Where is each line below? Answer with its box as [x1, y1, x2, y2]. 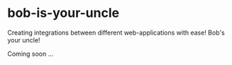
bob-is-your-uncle [7, 5, 119, 21]
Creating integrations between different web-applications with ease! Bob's [7, 28, 225, 37]
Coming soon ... [7, 49, 54, 58]
